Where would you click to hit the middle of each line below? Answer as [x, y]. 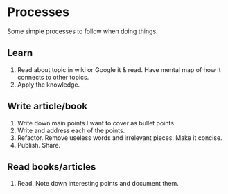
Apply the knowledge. [49, 85]
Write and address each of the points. [71, 130]
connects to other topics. [53, 77]
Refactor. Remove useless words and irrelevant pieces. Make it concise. [120, 138]
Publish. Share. [39, 145]
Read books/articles [52, 167]
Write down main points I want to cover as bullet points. [96, 123]
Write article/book [47, 106]
